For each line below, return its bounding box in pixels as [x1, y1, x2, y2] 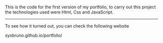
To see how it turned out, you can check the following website [5, 23, 130, 29]
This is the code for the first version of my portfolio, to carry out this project [5, 4, 156, 10]
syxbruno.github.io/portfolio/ [5, 32, 63, 38]
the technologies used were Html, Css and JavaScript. [5, 9, 114, 15]
